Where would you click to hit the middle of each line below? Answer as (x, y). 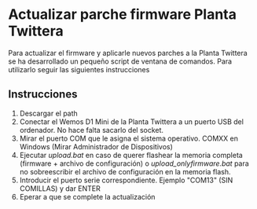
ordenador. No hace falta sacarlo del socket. (91, 130)
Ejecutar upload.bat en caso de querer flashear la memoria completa (131, 155)
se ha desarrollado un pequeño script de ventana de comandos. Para (120, 61)
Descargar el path (49, 113)
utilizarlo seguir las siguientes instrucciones (79, 69)
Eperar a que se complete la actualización (87, 196)
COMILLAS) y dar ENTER (60, 188)
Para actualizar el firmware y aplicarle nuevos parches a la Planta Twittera (128, 53)
